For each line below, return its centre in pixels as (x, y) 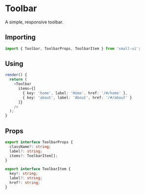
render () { (16, 75)
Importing (20, 37)
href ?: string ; (25, 183)
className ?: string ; (30, 147)
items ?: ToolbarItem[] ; (33, 156)
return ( (18, 79)
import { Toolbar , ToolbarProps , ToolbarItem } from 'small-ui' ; (73, 48)
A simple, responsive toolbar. (34, 22)
